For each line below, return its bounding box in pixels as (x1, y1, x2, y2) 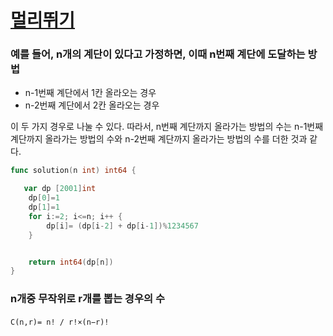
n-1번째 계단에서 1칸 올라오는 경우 (24, 87, 157, 99)
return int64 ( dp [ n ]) (28, 257, 114, 267)
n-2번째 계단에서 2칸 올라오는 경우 (24, 99, 160, 111)
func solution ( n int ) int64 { (10, 166, 137, 176)
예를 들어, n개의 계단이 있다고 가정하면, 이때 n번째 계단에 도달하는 (10, 47, 306, 61)
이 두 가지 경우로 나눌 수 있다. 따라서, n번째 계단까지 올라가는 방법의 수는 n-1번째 (10, 121, 324, 133)
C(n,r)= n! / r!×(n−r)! (10, 317, 110, 327)
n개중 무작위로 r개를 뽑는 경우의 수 (10, 292, 165, 306)
